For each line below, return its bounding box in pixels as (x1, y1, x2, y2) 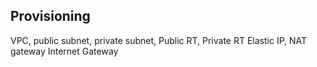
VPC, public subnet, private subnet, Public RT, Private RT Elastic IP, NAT (10, 34, 308, 46)
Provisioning (10, 8, 91, 25)
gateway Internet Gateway (10, 45, 119, 57)
